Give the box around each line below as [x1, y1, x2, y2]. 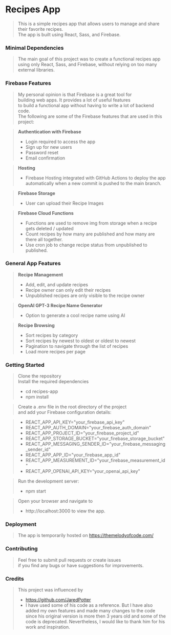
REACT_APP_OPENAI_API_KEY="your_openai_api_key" [25, 468, 141, 474]
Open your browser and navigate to [17, 498, 93, 504]
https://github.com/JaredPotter [25, 597, 91, 603]
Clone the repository [17, 373, 61, 379]
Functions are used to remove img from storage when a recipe [25, 220, 157, 226]
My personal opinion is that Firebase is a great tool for [17, 91, 132, 97]
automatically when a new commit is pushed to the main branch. [25, 180, 162, 186]
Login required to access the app [25, 138, 96, 145]
